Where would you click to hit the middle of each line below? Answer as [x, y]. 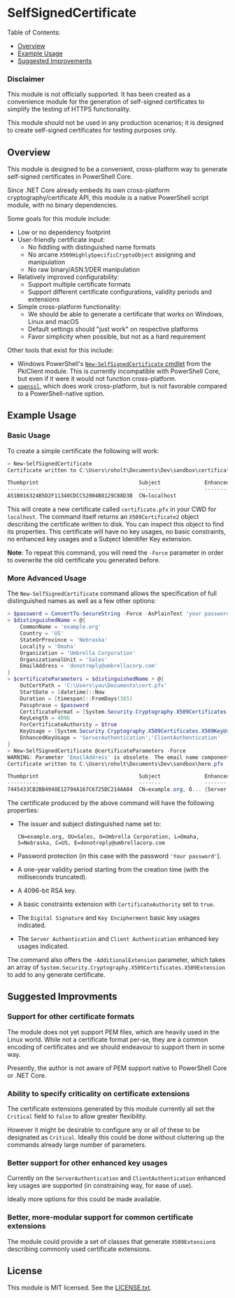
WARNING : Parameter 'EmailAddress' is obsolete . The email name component [119, 757]
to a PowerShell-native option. [61, 393]
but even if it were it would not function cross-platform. [97, 379]
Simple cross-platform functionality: [69, 307]
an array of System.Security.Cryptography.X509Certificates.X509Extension [116, 967]
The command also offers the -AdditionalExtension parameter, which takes [116, 960]
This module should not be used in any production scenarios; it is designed [115, 123]
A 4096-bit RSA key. [47, 891]
